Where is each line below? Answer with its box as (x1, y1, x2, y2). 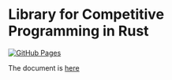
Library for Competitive (8, 5, 164, 24)
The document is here (8, 63, 80, 72)
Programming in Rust (8, 22, 149, 40)
